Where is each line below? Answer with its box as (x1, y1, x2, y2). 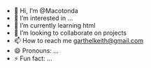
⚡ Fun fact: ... (13, 54, 52, 62)
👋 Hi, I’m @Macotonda (13, 7, 78, 15)
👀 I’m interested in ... (13, 14, 73, 22)
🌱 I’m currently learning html (13, 22, 96, 29)
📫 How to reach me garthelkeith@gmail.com (13, 37, 144, 44)
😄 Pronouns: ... (13, 46, 59, 55)
